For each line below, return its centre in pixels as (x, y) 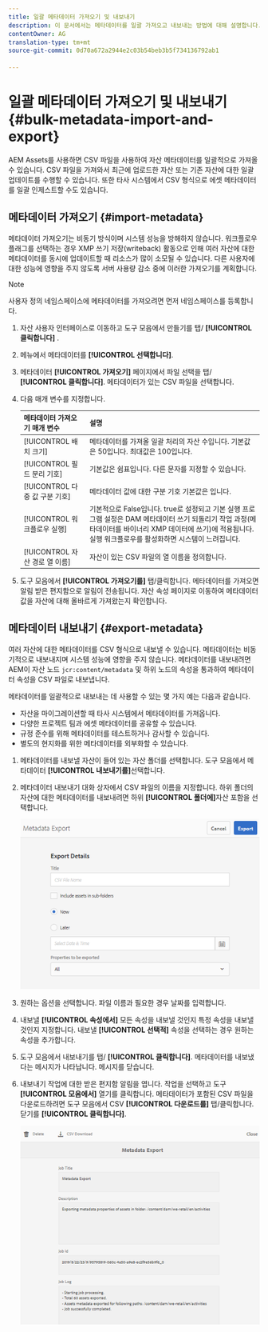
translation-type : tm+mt (49, 42)
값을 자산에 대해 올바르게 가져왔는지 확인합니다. (93, 601)
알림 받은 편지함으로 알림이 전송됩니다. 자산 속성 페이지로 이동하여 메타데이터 (139, 591)
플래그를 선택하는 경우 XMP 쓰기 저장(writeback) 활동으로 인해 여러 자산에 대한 (132, 248)
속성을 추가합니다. (47, 1039)
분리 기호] (47, 474)
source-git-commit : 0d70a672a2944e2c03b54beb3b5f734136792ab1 (114, 51)
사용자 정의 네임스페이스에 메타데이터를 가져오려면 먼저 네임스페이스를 (117, 301)
